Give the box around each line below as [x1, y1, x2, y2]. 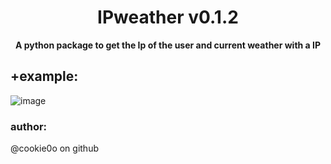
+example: [10, 68, 79, 85]
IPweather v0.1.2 [97, 6, 239, 29]
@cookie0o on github [10, 142, 99, 155]
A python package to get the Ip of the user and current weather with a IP [14, 39, 322, 51]
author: [10, 119, 48, 133]
